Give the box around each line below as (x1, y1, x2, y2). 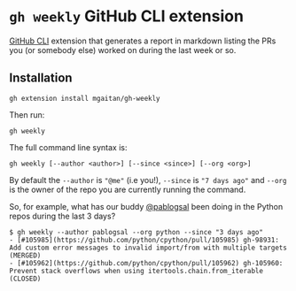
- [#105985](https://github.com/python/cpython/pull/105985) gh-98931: (9, 235, 279, 244)
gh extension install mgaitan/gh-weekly (9, 94, 161, 103)
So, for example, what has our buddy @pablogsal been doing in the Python (9, 201, 284, 211)
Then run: (9, 109, 45, 120)
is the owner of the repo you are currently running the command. (9, 184, 246, 195)
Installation (9, 71, 73, 86)
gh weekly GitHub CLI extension (9, 6, 244, 27)
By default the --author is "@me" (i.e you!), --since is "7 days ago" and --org (9, 174, 287, 185)
